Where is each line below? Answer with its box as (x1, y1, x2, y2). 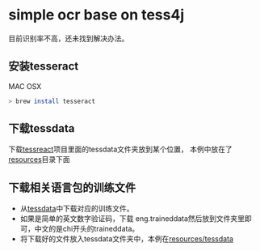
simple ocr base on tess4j (8, 6, 185, 24)
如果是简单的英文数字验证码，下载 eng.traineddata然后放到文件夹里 (19, 214, 245, 223)
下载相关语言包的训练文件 (8, 181, 136, 194)
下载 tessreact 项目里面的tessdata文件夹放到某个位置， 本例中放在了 (8, 144, 233, 155)
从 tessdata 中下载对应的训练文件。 (19, 204, 135, 214)
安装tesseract (8, 59, 79, 74)
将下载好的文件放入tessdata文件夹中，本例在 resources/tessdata (19, 234, 234, 244)
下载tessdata (8, 121, 75, 135)
